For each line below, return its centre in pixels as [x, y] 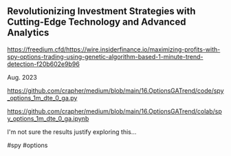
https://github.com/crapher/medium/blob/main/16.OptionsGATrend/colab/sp [114, 111]
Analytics [28, 33]
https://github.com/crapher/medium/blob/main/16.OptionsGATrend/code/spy [115, 90]
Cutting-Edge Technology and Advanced [97, 22]
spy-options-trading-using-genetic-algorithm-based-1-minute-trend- [105, 56]
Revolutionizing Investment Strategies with [101, 11]
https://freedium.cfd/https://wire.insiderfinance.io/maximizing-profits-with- [114, 49]
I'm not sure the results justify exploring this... [72, 132]
